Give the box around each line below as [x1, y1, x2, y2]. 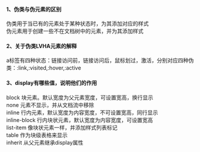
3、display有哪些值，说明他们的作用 [6, 79, 98, 87]
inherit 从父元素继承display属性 [6, 139, 84, 146]
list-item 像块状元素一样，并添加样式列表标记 [6, 124, 118, 131]
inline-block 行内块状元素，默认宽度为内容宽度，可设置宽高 [6, 116, 154, 123]
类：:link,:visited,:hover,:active [6, 64, 81, 71]
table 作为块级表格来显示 [6, 131, 68, 138]
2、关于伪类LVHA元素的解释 [6, 42, 77, 49]
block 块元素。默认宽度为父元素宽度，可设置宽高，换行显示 [6, 94, 154, 101]
